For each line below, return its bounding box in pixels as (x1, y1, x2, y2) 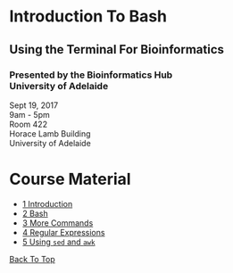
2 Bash (21, 208, 48, 219)
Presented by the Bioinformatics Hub (9, 69, 173, 81)
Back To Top (9, 253, 55, 264)
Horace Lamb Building (9, 128, 91, 139)
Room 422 (9, 119, 47, 129)
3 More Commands (21, 217, 94, 228)
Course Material (9, 170, 131, 189)
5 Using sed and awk (21, 236, 96, 247)
